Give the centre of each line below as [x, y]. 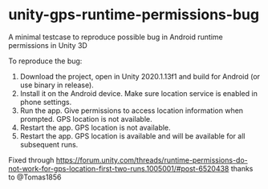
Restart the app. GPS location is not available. [95, 127]
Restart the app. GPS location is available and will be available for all [132, 136]
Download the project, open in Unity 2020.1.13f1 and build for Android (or [140, 76]
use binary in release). [57, 85]
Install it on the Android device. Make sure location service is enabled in [139, 93]
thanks [242, 168]
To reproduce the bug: [45, 61]
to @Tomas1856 [35, 177]
